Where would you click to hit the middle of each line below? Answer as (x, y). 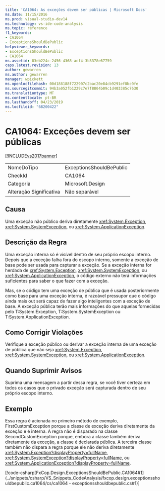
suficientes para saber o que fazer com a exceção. (57, 281)
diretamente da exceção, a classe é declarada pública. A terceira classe (79, 442)
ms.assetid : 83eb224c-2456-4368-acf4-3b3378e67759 (58, 61)
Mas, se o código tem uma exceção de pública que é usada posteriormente (82, 290)
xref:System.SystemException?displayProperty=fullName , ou (67, 458)
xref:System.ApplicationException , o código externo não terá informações (81, 275)
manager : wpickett (24, 79)
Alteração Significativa (34, 192)
